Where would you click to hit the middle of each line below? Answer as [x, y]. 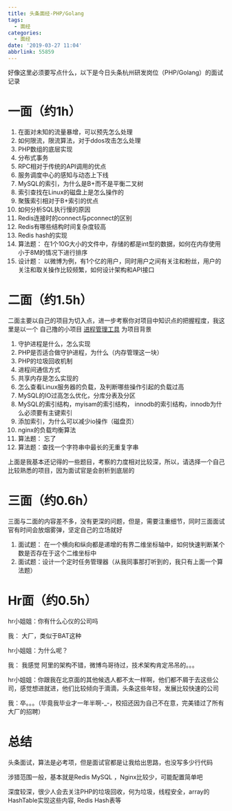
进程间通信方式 [39, 369]
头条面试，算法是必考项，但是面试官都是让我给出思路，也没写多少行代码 [110, 762]
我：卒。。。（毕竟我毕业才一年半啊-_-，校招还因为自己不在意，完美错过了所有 [116, 703]
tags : [15, 20]
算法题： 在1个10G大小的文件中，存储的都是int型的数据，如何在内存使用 [119, 244]
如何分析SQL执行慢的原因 [54, 209]
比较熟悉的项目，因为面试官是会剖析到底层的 [71, 470]
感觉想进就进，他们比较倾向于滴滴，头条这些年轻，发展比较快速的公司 [119, 688]
